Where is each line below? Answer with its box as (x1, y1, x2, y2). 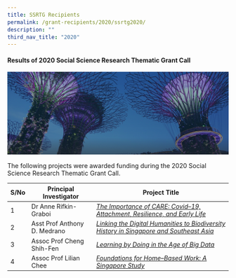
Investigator (42, 192, 79, 200)
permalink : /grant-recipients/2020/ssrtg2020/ (7, 18, 146, 26)
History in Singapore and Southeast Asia (96, 227, 214, 235)
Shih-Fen (31, 244, 60, 252)
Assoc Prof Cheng (31, 237, 84, 245)
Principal (47, 184, 74, 193)
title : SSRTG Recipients (7, 11, 80, 18)
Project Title (143, 188, 180, 197)
